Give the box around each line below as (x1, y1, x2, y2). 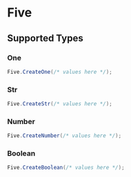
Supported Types (7, 32, 84, 44)
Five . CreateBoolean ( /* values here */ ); (7, 164, 125, 171)
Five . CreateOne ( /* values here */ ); (7, 68, 112, 75)
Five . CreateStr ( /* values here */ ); (7, 101, 112, 107)
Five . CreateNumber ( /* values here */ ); (7, 132, 122, 139)
